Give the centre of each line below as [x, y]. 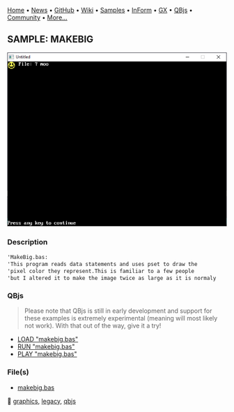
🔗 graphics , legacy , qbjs [42, 401]
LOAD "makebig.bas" [48, 339]
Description [28, 242]
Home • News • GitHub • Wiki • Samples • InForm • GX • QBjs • [100, 10]
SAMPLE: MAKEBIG [50, 39]
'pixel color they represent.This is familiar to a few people [101, 272]
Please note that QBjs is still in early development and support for [118, 311]
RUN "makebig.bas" [46, 347]
